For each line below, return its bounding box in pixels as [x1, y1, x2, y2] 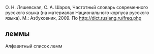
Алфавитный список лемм [5, 43, 63, 49]
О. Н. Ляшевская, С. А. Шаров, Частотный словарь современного [5, 5, 148, 10]
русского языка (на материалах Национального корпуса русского [5, 10, 149, 16]
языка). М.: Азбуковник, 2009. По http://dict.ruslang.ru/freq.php [5, 15, 142, 21]
